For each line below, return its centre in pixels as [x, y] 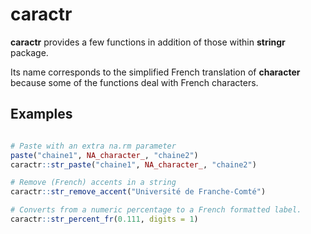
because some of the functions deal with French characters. [134, 82]
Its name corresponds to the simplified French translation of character [155, 72]
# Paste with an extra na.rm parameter [93, 146]
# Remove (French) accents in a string [93, 183]
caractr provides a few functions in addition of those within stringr [148, 42]
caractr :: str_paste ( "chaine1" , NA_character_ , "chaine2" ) [133, 164]
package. [29, 52]
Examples [41, 114]
